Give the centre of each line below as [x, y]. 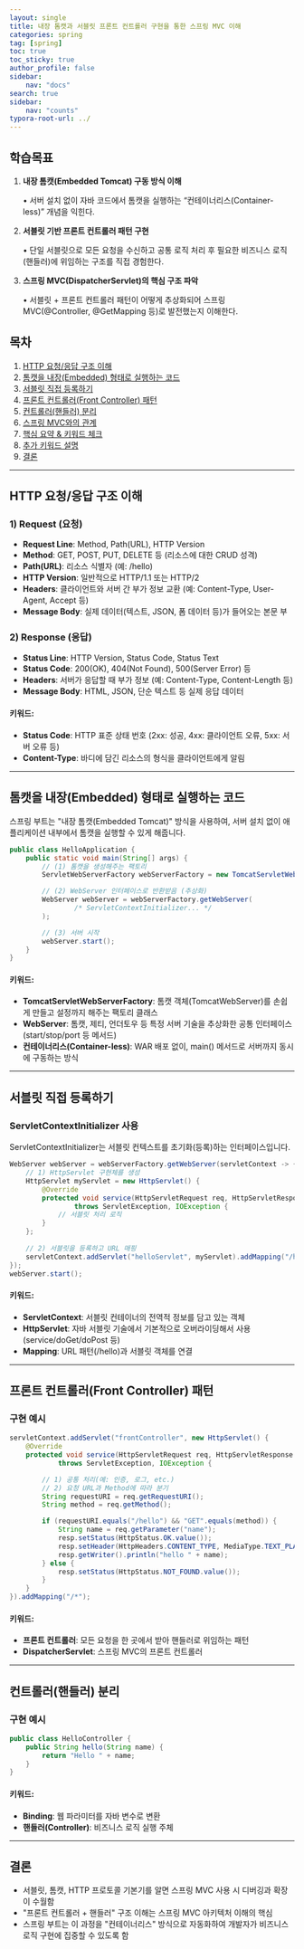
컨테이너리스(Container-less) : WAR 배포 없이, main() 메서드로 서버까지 [150, 1047]
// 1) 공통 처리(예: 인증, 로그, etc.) [108, 1479]
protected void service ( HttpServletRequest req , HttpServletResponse [160, 1455]
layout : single [38, 18]
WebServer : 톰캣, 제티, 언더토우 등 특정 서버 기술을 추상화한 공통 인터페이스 [157, 1024]
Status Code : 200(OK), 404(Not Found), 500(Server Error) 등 [137, 668]
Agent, [35, 600]
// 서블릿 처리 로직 [90, 1215]
